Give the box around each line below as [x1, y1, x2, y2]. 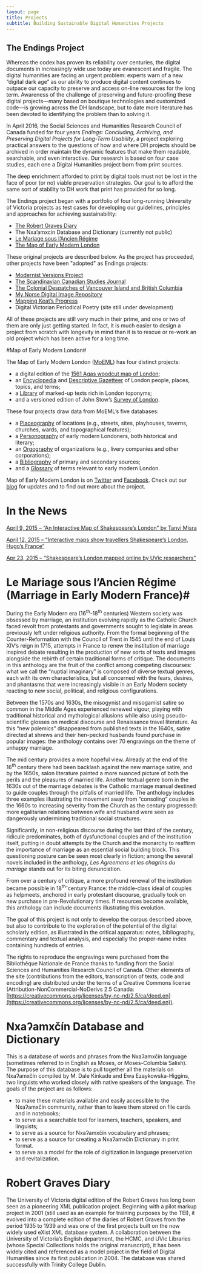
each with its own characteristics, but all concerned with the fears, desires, [6, 674, 194, 681]
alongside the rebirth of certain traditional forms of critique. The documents [6, 654, 195, 662]
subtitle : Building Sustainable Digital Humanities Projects [6, 20, 164, 26]
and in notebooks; [15, 1109, 61, 1117]
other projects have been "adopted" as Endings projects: [6, 259, 148, 267]
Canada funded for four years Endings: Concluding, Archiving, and [6, 129, 173, 136]
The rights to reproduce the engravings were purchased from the [6, 953, 169, 961]
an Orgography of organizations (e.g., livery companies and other [15, 445, 179, 453]
